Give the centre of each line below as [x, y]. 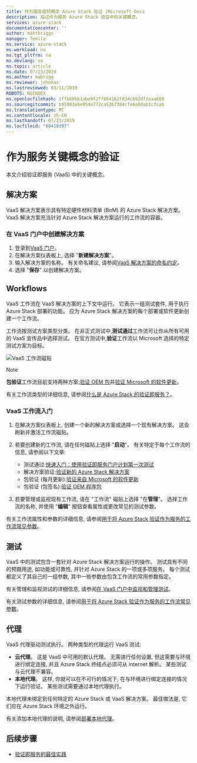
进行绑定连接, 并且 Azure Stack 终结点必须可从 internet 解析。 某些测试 [101, 664]
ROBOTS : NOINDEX [26, 93]
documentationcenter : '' [36, 28]
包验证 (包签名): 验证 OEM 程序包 [62, 487]
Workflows [26, 289]
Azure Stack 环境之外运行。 [56, 706]
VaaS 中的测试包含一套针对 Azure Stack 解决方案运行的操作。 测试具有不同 [97, 562]
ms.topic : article [29, 66]
